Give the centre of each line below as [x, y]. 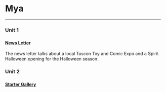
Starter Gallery [21, 85]
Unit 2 [12, 72]
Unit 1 [12, 30]
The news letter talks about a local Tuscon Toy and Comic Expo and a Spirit [82, 54]
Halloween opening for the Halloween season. [52, 59]
